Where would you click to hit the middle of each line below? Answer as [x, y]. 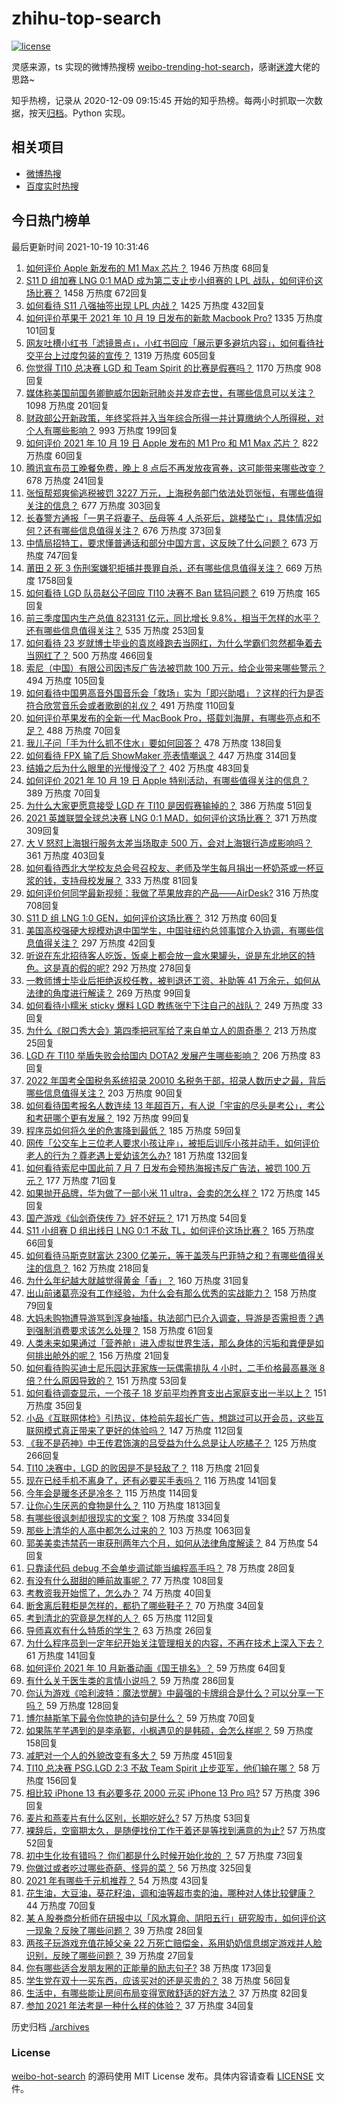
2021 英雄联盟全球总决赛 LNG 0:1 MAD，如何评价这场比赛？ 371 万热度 [171, 818]
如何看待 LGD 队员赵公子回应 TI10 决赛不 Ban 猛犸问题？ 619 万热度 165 [173, 593]
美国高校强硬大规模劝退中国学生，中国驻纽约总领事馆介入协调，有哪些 [170, 930]
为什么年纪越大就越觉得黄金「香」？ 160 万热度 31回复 [138, 1280]
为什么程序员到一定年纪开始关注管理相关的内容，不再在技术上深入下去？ [174, 1643]
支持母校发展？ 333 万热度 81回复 [129, 880]
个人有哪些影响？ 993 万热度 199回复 [102, 430]
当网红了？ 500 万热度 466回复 [89, 655]
